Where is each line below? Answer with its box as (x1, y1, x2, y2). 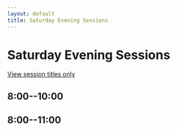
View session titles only (7, 70, 76, 78)
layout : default (7, 10, 55, 18)
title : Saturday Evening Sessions (7, 17, 109, 24)
